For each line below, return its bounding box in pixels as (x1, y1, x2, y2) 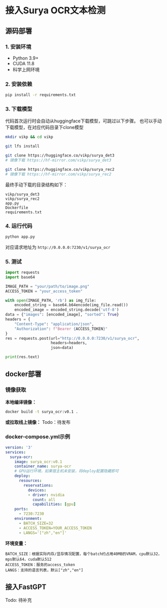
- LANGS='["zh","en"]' (18, 530, 67, 536)
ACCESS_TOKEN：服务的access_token (5, 562, 75, 567)
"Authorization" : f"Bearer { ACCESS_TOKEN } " (14, 326, 108, 332)
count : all (32, 497, 56, 502)
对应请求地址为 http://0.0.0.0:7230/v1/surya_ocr (5, 244, 111, 250)
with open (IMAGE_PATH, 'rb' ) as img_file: (5, 298, 96, 303)
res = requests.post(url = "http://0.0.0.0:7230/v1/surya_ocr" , (5, 336, 140, 341)
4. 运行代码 (5, 222, 32, 230)
